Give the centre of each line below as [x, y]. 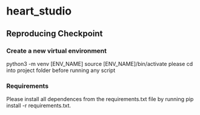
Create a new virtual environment [57, 51]
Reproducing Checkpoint [55, 34]
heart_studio [39, 11]
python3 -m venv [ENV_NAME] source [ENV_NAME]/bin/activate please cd [100, 64]
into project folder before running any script [61, 70]
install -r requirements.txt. [39, 106]
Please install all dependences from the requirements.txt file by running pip [100, 99]
